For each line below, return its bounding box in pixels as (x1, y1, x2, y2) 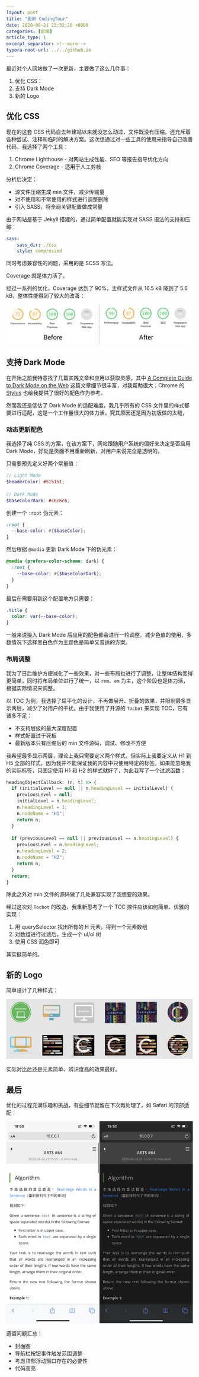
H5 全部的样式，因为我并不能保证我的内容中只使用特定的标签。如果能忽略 (6, 759, 186, 766)
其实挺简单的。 (6, 951, 43, 958)
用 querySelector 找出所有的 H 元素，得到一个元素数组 (14, 923, 148, 930)
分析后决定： (6, 176, 37, 183)
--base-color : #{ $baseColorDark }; (17, 570, 102, 576)
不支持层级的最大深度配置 (14, 724, 78, 732)
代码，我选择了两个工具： (6, 143, 69, 150)
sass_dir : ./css (17, 242, 57, 248)
